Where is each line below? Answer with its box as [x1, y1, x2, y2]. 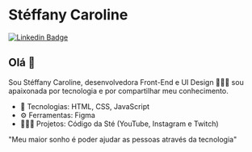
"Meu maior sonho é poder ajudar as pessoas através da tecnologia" [8, 134, 237, 144]
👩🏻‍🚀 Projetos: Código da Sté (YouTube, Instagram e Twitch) [19, 119, 220, 129]
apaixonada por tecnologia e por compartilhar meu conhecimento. [8, 86, 229, 95]
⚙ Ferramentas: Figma [19, 110, 95, 120]
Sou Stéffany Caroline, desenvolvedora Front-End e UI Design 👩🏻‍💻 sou [8, 77, 244, 87]
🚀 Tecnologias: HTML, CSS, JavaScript [19, 101, 150, 111]
